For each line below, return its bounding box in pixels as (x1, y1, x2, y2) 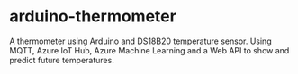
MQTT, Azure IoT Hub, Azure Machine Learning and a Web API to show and (9, 45, 290, 55)
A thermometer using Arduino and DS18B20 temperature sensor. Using (9, 36, 272, 46)
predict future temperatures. (9, 54, 114, 65)
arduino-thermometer (9, 6, 177, 27)
